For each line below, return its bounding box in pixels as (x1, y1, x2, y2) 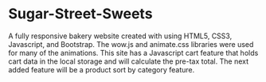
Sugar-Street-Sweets (8, 5, 153, 23)
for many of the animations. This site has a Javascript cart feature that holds (8, 48, 259, 57)
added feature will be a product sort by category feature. (8, 64, 195, 74)
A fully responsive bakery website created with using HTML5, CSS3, (8, 31, 233, 41)
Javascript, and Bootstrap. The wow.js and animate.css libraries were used (8, 39, 254, 49)
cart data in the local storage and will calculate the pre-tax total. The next (8, 57, 249, 66)
